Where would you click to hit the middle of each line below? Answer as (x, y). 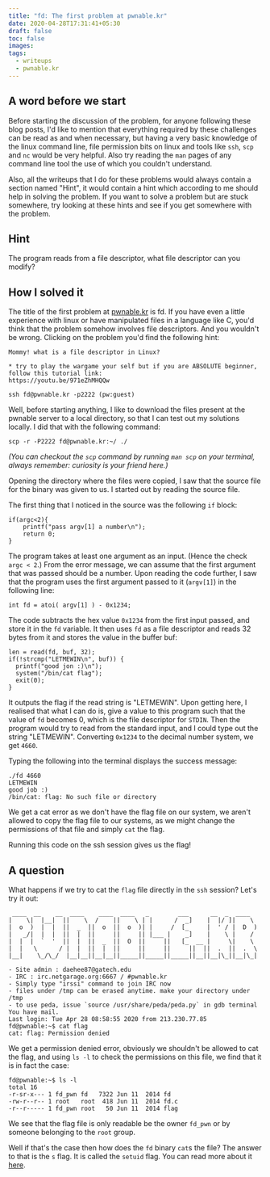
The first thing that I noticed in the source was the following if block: (123, 505)
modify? (22, 267)
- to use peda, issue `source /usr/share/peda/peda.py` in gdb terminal (133, 1005)
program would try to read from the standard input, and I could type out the (133, 729)
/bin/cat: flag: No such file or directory (83, 797)
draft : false (30, 31)
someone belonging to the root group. (72, 1132)
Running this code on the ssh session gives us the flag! (100, 845)
